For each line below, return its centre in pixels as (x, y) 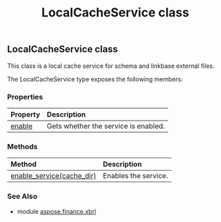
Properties (25, 97)
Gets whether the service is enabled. (106, 126)
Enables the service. (135, 176)
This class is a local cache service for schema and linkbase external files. (111, 66)
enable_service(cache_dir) (54, 176)
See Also (22, 197)
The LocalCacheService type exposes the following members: (95, 79)
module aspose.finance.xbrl (56, 211)
